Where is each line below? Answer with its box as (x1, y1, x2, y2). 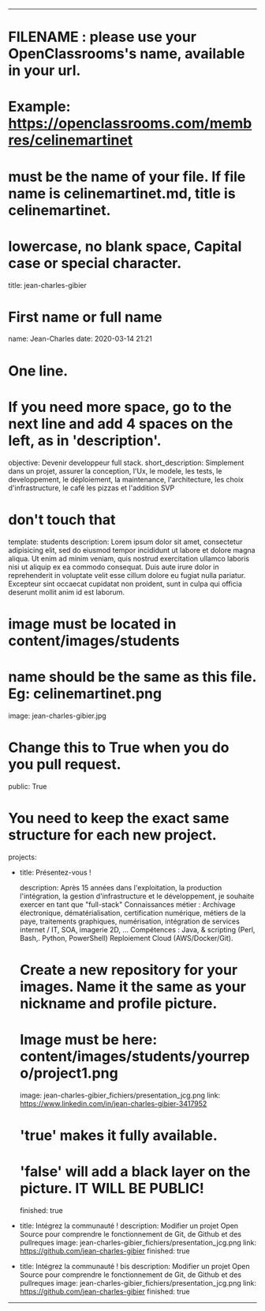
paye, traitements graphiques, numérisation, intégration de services (19, 916, 241, 926)
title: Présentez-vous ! (19, 867, 92, 877)
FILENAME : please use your (8, 28, 197, 46)
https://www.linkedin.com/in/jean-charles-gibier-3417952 (19, 1098, 207, 1108)
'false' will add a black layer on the (19, 1163, 251, 1181)
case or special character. (8, 254, 182, 272)
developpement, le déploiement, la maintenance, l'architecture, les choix (8, 474, 244, 484)
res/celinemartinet (8, 131, 133, 149)
